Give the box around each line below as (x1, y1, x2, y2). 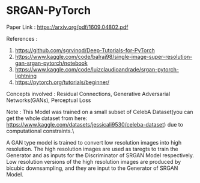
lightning (14, 72, 37, 79)
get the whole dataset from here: (6, 115, 88, 122)
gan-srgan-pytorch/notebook (14, 59, 88, 67)
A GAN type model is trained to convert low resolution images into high (6, 139, 182, 146)
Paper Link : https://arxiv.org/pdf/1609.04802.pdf (6, 23, 129, 31)
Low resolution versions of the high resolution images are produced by (6, 158, 181, 165)
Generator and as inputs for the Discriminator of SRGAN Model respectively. (6, 151, 194, 159)
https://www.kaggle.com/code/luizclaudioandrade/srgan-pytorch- (14, 65, 179, 73)
